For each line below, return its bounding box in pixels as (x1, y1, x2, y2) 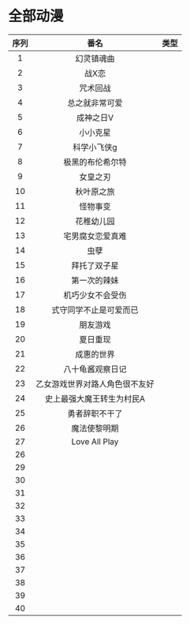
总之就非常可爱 (67, 97, 124, 108)
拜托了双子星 (71, 260, 120, 271)
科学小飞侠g (73, 141, 117, 152)
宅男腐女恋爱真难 (63, 230, 128, 241)
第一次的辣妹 (71, 275, 120, 286)
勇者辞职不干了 (67, 408, 124, 419)
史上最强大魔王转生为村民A (44, 393, 146, 404)
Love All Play (71, 435, 119, 447)
